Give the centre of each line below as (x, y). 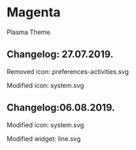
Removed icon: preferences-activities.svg (68, 71)
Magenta (34, 12)
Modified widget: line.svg (44, 139)
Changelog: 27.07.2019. (60, 54)
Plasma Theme (28, 32)
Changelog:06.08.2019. (61, 108)
